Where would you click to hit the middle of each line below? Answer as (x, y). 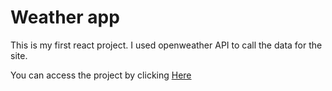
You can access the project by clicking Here (101, 75)
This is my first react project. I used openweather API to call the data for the (166, 45)
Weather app (65, 17)
